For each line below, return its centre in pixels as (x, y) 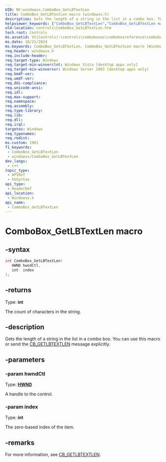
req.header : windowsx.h (30, 51)
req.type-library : (24, 111)
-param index (22, 407)
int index (23, 270)
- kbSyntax (18, 180)
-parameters (25, 360)
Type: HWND (19, 385)
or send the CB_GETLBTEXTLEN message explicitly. (58, 344)
